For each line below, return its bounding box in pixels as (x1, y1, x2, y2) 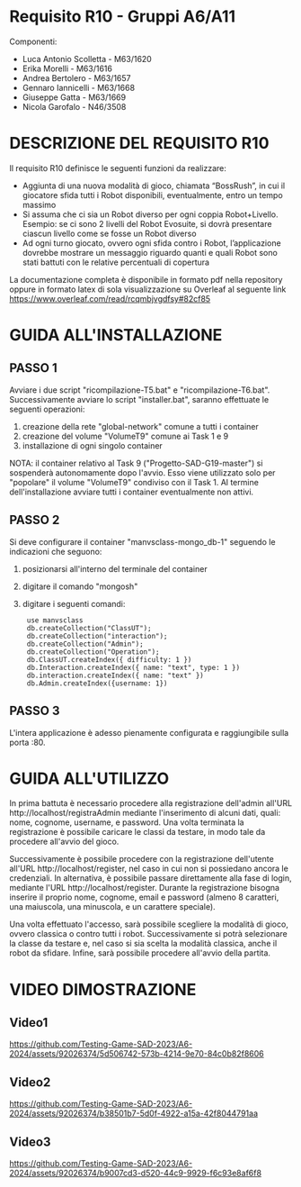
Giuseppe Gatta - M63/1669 (22, 92, 127, 103)
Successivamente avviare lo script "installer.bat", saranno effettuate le (9, 394, 270, 404)
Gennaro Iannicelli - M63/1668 (22, 82, 136, 93)
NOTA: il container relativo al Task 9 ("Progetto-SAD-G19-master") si (9, 458, 263, 468)
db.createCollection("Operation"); (26, 647, 160, 657)
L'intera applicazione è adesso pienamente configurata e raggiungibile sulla (9, 727, 289, 738)
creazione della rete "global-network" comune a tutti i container (22, 421, 259, 431)
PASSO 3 (9, 703, 60, 719)
